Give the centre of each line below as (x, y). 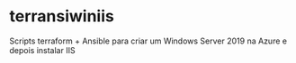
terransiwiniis (62, 16)
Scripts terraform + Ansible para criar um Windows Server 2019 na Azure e (148, 41)
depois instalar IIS (42, 50)
